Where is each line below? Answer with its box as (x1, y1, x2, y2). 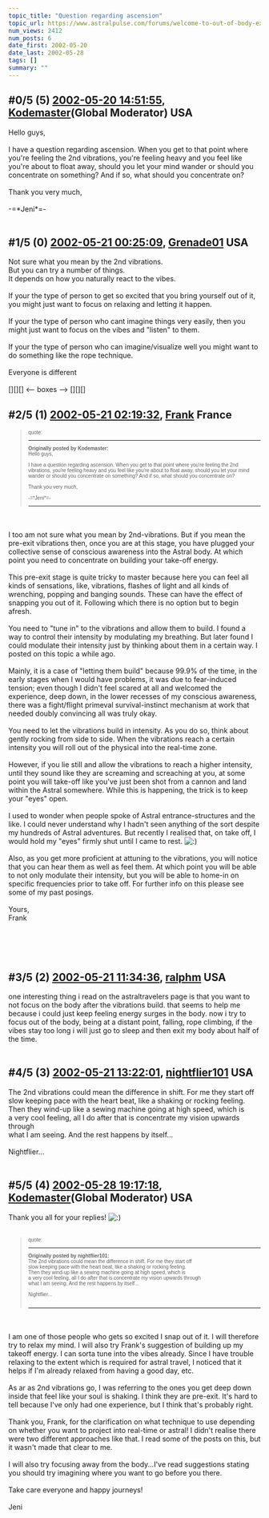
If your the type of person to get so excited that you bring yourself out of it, (8, 291, 256, 301)
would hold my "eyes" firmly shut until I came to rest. (8, 837, 183, 846)
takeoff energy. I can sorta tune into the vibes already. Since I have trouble (8, 1348, 254, 1359)
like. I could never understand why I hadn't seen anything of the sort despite (8, 819, 260, 830)
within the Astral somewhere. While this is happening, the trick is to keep (8, 785, 248, 795)
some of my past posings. (8, 887, 94, 898)
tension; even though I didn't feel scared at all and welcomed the (8, 683, 223, 693)
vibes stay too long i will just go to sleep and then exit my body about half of (8, 1026, 259, 1035)
